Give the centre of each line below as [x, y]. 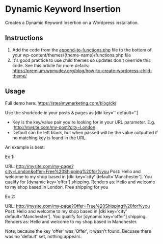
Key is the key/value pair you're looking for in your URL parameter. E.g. [84, 122]
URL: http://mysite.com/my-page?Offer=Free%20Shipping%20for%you [78, 206]
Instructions [24, 38]
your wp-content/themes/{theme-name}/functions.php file [71, 55]
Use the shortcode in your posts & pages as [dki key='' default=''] [72, 112]
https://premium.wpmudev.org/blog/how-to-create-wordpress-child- [82, 71]
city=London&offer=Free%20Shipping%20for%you [57, 171]
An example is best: [25, 147]
